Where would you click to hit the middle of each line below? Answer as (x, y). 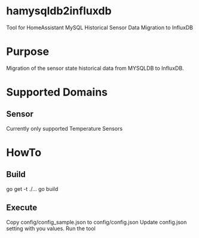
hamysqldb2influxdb (59, 11)
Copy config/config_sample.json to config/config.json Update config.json (97, 222)
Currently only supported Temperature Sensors (65, 128)
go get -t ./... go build (32, 188)
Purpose (28, 52)
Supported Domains (57, 92)
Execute (22, 208)
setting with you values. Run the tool (51, 228)
